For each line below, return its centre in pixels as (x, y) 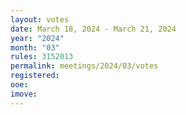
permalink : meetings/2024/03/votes (84, 66)
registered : (35, 76)
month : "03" (35, 47)
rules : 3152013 (42, 57)
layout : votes (40, 19)
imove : (24, 94)
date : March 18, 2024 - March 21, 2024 (93, 29)
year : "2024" (37, 38)
